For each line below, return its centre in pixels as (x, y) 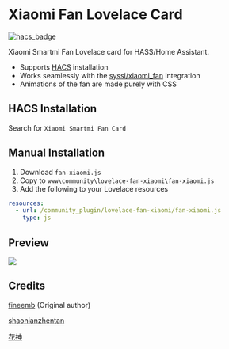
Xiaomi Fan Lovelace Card (96, 15)
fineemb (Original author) (50, 305)
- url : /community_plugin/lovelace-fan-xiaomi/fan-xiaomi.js (118, 211)
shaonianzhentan (36, 320)
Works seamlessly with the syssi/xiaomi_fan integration (110, 75)
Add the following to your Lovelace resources (94, 188)
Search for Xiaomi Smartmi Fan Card (67, 127)
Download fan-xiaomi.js (60, 172)
